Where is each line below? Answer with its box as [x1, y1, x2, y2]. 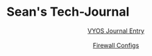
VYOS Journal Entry [87, 27, 145, 35]
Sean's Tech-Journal [6, 4, 130, 20]
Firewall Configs [92, 41, 140, 49]
